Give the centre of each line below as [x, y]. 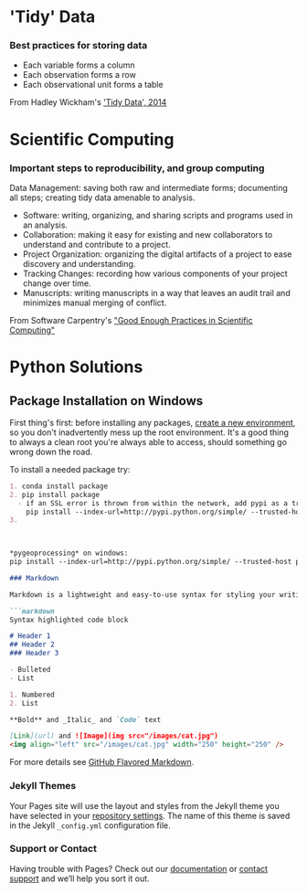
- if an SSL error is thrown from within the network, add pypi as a [153, 503]
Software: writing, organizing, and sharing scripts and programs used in [158, 215]
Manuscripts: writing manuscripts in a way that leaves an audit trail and [156, 292]
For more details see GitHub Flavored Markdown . [102, 762]
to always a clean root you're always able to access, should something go [148, 441]
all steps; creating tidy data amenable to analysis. [102, 197]
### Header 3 [34, 654]
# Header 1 [30, 636]
